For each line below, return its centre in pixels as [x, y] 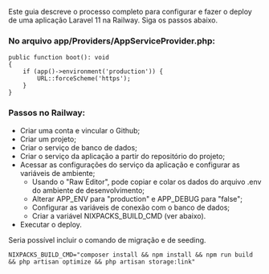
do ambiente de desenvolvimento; [88, 190]
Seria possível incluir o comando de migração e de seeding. [107, 239]
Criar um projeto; [48, 139]
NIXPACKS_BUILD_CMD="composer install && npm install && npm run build [130, 255]
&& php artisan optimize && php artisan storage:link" [102, 262]
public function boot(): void [59, 58]
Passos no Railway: [47, 113]
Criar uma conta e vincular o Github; [80, 130]
